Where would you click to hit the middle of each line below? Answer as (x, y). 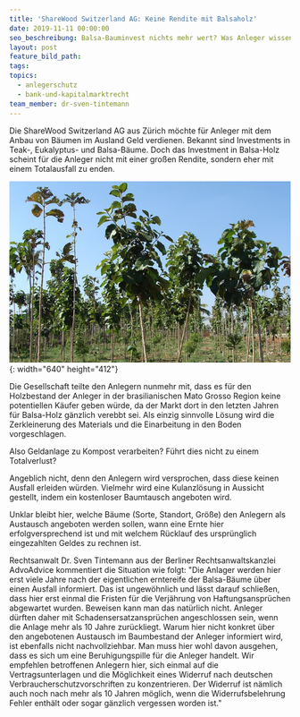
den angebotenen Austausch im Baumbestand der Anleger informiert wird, (146, 636)
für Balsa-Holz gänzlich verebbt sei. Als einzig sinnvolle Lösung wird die (142, 414)
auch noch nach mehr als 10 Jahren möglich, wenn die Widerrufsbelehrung (147, 693)
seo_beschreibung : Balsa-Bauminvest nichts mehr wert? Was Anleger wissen (151, 38)
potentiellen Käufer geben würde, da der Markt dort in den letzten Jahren (144, 405)
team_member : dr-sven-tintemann (69, 104)
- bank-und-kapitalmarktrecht (73, 94)
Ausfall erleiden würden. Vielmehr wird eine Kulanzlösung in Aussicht (137, 487)
